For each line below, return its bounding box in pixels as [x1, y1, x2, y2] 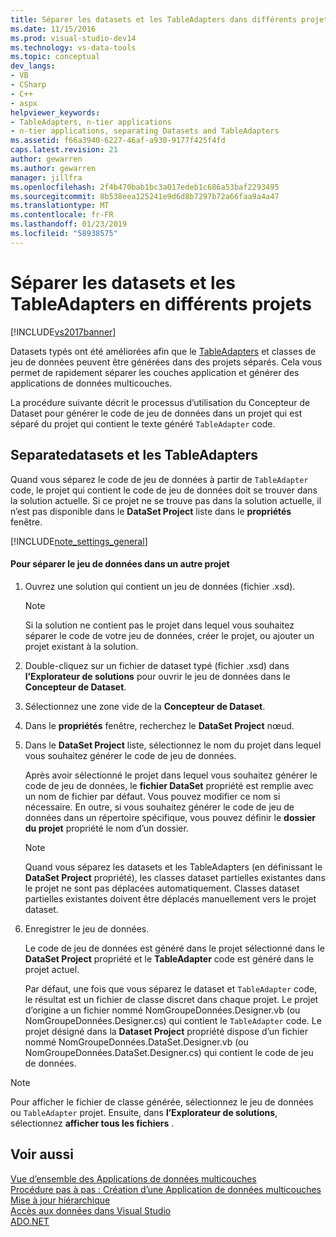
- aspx [10, 98, 38, 108]
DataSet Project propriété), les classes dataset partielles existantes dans [24, 871, 326, 883]
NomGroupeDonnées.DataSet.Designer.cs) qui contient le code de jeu [24, 1046, 314, 1058]
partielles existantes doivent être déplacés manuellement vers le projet [24, 892, 317, 905]
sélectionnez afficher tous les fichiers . [10, 1117, 175, 1129]
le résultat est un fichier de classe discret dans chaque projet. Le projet [24, 993, 319, 1005]
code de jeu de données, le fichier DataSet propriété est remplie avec [24, 779, 314, 791]
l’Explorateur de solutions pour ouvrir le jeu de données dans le [24, 670, 291, 682]
